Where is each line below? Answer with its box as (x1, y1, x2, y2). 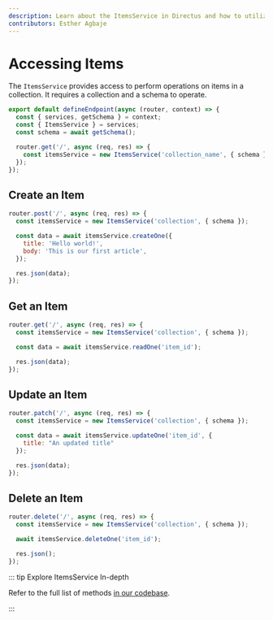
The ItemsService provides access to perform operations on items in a (8, 81, 244, 91)
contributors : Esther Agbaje (8, 20, 107, 28)
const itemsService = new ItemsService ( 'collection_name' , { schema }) (23, 150, 271, 158)
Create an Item (8, 188, 85, 202)
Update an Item (8, 388, 88, 401)
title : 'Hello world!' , (23, 239, 104, 248)
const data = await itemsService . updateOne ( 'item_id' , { (15, 431, 213, 440)
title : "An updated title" (23, 439, 115, 447)
